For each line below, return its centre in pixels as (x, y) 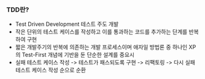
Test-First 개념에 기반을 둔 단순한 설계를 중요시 (78, 55)
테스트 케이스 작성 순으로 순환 (50, 70)
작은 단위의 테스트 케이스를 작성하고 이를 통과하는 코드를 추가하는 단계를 (101, 32)
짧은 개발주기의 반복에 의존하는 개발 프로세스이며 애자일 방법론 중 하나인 (101, 47)
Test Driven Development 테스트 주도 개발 (67, 24)
